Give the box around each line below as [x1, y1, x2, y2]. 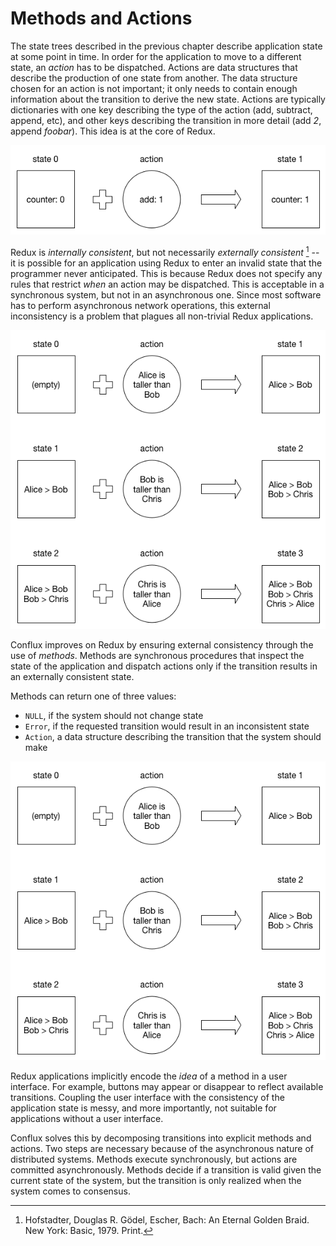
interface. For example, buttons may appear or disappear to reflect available [10, 1080, 324, 1092]
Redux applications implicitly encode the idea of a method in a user [10, 1070, 288, 1082]
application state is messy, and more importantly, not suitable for [10, 1102, 277, 1114]
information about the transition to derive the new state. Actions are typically [10, 93, 326, 105]
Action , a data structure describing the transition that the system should [24, 730, 322, 742]
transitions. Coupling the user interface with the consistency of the [10, 1091, 285, 1103]
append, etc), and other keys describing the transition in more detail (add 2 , [10, 114, 322, 126]
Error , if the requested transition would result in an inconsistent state [24, 720, 310, 732]
